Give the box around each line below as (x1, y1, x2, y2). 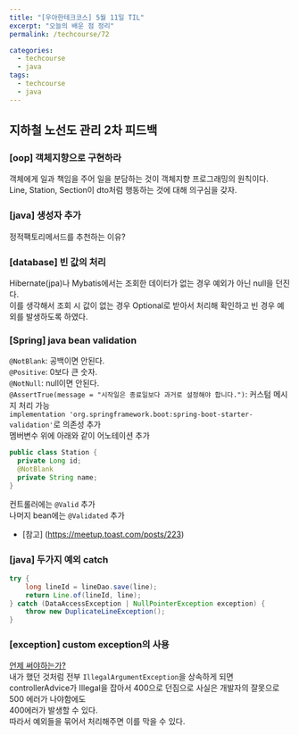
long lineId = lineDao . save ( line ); (25, 582, 158, 591)
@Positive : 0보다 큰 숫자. (9, 367, 98, 378)
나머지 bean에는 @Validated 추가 (9, 510, 125, 521)
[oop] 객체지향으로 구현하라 (9, 151, 122, 163)
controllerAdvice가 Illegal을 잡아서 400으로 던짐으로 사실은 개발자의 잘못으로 (9, 682, 280, 693)
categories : (9, 46, 54, 54)
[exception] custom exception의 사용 (9, 639, 170, 651)
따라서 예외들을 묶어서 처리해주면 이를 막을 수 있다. (9, 716, 186, 727)
